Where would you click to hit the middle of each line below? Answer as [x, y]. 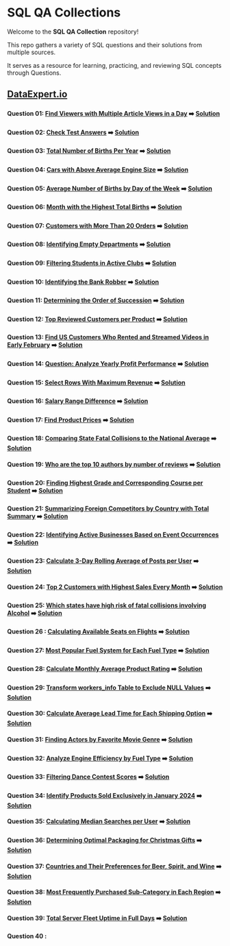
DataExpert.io [37, 94]
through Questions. [34, 73]
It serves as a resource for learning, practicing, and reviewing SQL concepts [114, 65]
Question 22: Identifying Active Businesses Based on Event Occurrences [113, 534]
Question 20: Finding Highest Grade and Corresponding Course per [105, 483]
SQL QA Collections [64, 13]
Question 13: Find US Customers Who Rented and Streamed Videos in [108, 337]
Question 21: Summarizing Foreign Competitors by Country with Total [108, 509]
